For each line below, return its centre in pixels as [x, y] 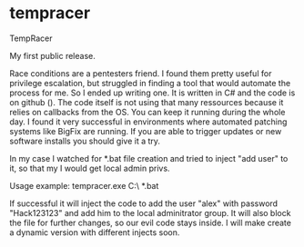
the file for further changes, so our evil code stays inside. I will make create [150, 222]
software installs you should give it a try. [85, 141]
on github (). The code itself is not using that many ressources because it [147, 102]
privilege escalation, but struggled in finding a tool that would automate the [150, 83]
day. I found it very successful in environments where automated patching [148, 122]
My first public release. [52, 55]
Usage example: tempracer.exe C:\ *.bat [84, 185]
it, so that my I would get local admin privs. [90, 168]
